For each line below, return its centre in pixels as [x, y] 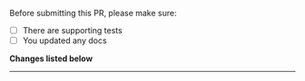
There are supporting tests [72, 30]
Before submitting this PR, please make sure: [93, 13]
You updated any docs [64, 40]
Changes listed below [51, 58]
